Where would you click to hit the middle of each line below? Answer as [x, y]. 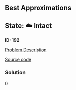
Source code [18, 60]
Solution [16, 73]
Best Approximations [38, 8]
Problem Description [26, 50]
